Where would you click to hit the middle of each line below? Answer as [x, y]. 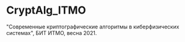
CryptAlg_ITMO [46, 10]
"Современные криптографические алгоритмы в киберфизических [93, 27]
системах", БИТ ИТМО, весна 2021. [52, 33]
